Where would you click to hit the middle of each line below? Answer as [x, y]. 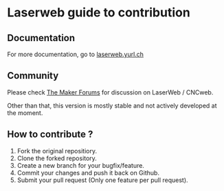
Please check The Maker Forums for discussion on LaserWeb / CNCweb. [110, 92]
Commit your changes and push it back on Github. [88, 173]
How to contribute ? [50, 135]
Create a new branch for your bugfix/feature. [80, 165]
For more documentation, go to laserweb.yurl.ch [76, 54]
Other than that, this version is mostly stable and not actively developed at [112, 105]
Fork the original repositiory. [57, 151]
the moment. [25, 113]
